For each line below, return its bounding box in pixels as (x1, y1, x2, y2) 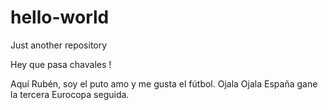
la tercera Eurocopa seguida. (10, 88, 130, 100)
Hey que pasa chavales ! (10, 58, 112, 70)
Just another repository (10, 39, 108, 51)
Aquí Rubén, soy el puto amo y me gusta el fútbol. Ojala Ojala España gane (10, 77, 318, 90)
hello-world (10, 6, 110, 29)
